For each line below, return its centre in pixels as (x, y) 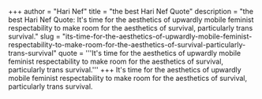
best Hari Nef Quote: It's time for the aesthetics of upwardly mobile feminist (131, 20)
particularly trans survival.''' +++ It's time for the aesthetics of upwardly (125, 70)
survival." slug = (34, 36)
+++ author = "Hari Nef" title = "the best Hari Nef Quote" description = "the (131, 11)
